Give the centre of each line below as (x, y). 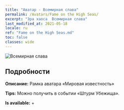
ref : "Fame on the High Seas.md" (40, 33)
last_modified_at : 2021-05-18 (36, 24)
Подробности (28, 72)
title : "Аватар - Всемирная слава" (42, 10)
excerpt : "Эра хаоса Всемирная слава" (46, 19)
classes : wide (20, 42)
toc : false (16, 38)
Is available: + (20, 103)
